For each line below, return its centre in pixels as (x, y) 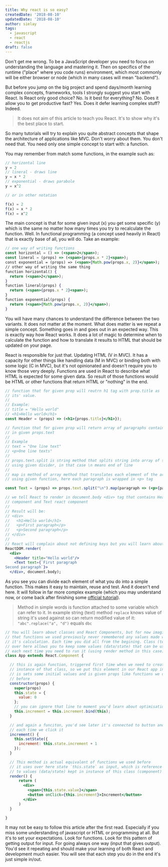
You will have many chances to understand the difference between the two (82, 319)
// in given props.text (30, 432)
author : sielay (21, 24)
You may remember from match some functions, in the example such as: (80, 154)
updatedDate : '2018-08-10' (33, 19)
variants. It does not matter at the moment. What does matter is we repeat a (83, 324)
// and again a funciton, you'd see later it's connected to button (82, 725)
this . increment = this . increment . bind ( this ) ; (62, 711)
